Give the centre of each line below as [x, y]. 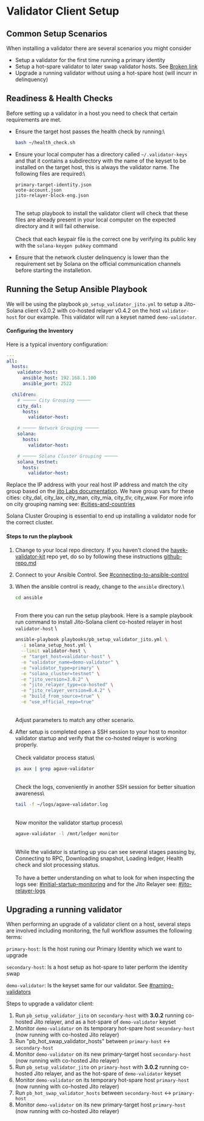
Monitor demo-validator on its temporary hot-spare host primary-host [102, 1080]
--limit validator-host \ [53, 651]
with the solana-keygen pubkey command [66, 245]
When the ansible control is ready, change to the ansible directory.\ [100, 586]
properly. [26, 744]
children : [24, 394]
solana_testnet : [38, 462]
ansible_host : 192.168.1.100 [59, 378]
